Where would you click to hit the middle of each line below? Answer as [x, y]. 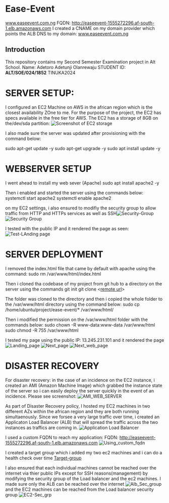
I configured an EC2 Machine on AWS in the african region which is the [79, 107]
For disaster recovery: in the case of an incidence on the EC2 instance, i [80, 380]
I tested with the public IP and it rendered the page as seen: [67, 228]
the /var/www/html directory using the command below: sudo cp [72, 304]
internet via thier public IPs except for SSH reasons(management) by [76, 473]
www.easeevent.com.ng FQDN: [38, 23]
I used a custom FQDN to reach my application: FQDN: [62, 437]
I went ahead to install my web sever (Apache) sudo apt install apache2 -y [82, 183]
